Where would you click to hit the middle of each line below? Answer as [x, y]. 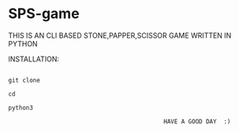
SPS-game [44, 14]
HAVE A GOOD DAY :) [197, 121]
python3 [21, 108]
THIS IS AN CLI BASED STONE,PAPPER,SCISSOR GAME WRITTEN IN [120, 35]
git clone [24, 80]
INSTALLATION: [34, 59]
